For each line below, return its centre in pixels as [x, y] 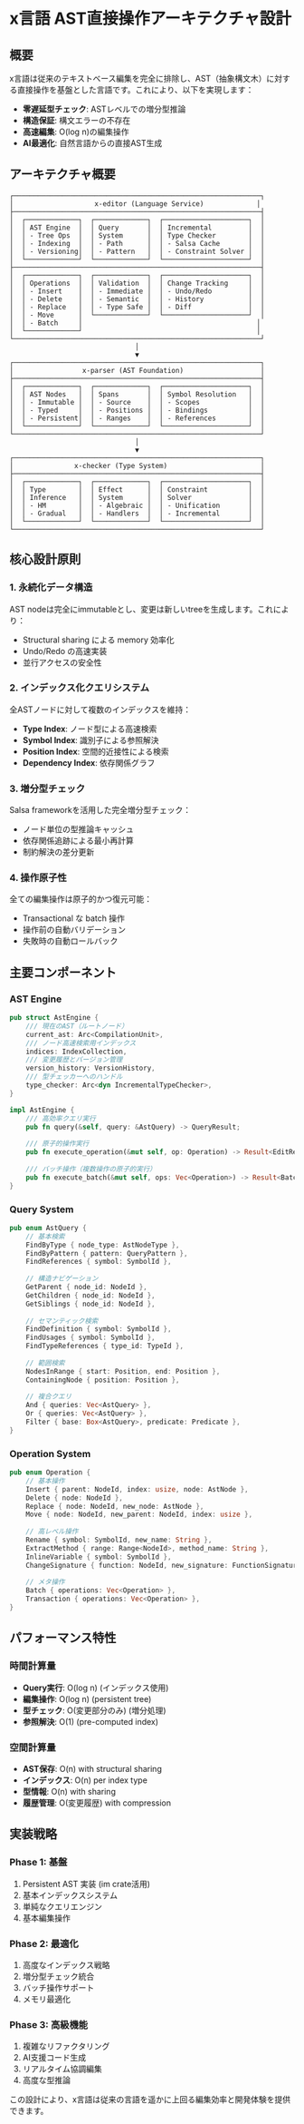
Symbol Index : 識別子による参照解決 [90, 739]
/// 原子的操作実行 [57, 1144]
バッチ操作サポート [58, 1987]
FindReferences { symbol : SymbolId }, [99, 1262]
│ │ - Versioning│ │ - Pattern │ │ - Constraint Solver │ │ [137, 251]
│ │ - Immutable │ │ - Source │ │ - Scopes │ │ [137, 402]
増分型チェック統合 [58, 1976]
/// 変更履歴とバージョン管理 [74, 1060]
